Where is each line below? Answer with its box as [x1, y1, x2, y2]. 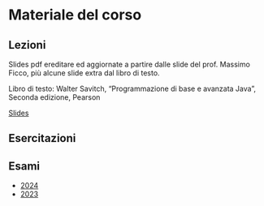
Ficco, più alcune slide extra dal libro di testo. [8, 68, 160, 78]
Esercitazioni [8, 131, 76, 145]
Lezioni [8, 38, 46, 52]
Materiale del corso [8, 6, 142, 24]
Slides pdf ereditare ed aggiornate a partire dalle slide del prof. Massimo [8, 59, 250, 69]
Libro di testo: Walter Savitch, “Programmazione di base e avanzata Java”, [8, 84, 256, 93]
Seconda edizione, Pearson [8, 92, 101, 102]
